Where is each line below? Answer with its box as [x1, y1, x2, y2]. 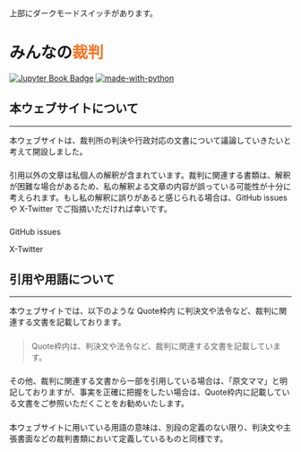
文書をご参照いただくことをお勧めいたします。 [16, 398, 190, 409]
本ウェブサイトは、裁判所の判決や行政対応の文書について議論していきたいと [9, 135, 292, 145]
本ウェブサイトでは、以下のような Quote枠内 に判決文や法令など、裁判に [9, 306, 279, 317]
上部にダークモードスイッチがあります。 [9, 8, 159, 18]
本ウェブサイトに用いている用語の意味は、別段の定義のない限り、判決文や [9, 422, 284, 432]
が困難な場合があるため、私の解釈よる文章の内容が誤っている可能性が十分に [9, 181, 291, 192]
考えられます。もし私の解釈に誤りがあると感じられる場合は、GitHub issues [9, 192, 288, 204]
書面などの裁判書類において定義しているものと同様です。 [16, 433, 228, 444]
